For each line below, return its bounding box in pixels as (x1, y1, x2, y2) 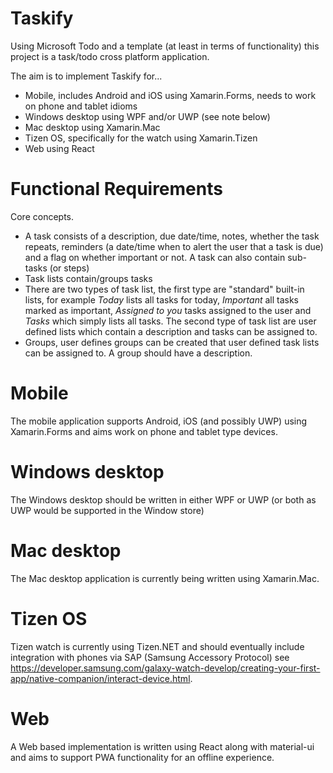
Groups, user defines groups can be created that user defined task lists (24, 336, 320, 348)
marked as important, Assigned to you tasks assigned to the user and (24, 304, 312, 316)
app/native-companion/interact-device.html (10, 672, 191, 684)
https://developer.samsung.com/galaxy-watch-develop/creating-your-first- (10, 662, 321, 674)
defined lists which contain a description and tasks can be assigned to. (24, 325, 318, 337)
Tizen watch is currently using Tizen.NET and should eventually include (10, 640, 305, 652)
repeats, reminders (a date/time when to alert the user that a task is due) (24, 240, 324, 252)
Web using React (24, 142, 95, 154)
